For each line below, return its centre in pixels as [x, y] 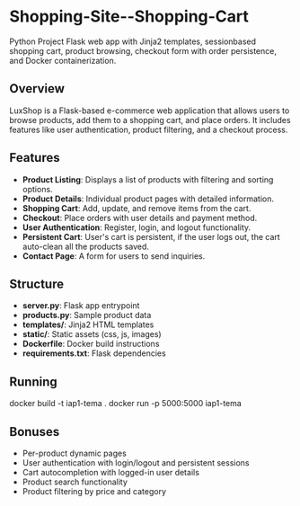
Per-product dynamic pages [75, 453]
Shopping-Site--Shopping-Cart [129, 17]
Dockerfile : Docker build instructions [91, 344]
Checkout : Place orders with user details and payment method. [140, 217]
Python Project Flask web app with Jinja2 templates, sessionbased [133, 41]
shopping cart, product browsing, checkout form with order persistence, [143, 50]
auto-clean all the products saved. [86, 246]
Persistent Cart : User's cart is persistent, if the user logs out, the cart [151, 236]
